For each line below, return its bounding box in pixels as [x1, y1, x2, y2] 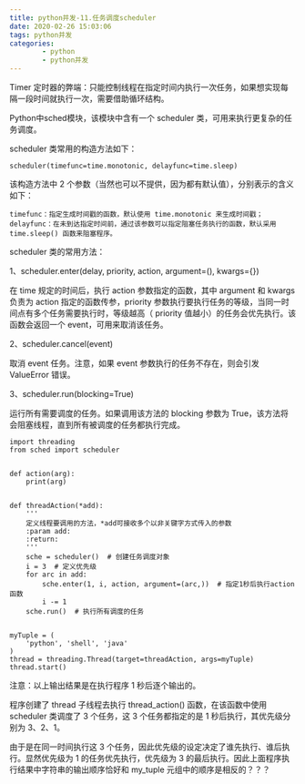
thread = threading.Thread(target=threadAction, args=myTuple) [9, 655, 255, 664]
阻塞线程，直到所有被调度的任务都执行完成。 [16, 420, 185, 430]
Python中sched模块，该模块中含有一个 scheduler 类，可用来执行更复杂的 [9, 113, 285, 123]
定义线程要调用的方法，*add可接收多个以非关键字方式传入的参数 [25, 519, 232, 528]
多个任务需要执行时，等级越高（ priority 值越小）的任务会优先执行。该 [33, 308, 297, 319]
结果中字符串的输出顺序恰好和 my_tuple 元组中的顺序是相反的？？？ [16, 764, 271, 775]
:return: [25, 535, 59, 544]
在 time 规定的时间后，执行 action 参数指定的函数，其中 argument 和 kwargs [9, 285, 296, 296]
